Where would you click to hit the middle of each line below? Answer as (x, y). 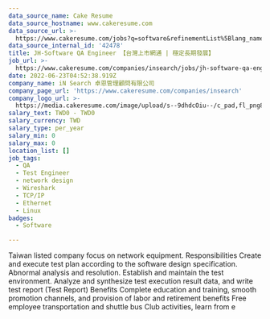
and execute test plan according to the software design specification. (123, 264)
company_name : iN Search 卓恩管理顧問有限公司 (82, 83)
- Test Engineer (43, 173)
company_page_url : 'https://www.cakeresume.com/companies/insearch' (125, 91)
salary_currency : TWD (45, 121)
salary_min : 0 (32, 135)
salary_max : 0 (32, 143)
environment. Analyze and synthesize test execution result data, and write (131, 281)
